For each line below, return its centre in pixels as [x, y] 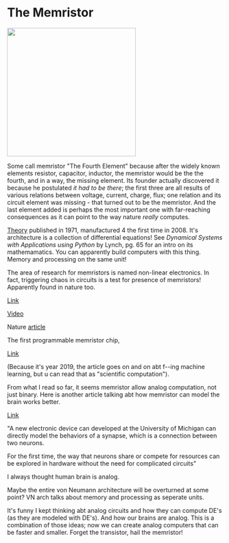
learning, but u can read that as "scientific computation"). [88, 374]
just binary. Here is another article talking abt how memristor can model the [113, 394]
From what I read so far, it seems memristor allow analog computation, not [112, 387]
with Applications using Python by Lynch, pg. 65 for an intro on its [100, 244]
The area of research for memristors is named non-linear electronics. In [108, 273]
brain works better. [34, 401]
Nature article [26, 327]
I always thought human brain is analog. [63, 477]
